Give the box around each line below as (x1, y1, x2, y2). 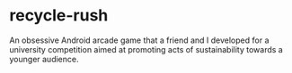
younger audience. (9, 53, 79, 64)
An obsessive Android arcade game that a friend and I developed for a (9, 35, 270, 45)
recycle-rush (9, 5, 109, 26)
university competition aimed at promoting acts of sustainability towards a (9, 44, 283, 54)
